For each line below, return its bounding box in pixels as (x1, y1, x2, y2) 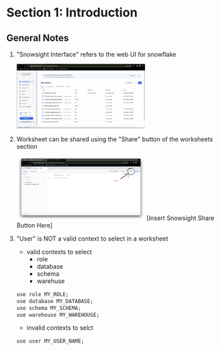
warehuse (36, 277, 66, 285)
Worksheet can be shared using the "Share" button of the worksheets (16, 135, 213, 143)
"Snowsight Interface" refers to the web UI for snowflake (16, 50, 177, 58)
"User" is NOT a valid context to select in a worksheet (16, 234, 168, 243)
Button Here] (16, 221, 53, 229)
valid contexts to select (26, 248, 92, 256)
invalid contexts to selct (26, 324, 94, 332)
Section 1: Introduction (6, 5, 138, 21)
